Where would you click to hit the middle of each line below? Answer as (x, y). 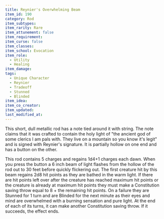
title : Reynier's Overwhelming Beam (43, 10)
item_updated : (20, 110)
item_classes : (20, 46)
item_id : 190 (18, 14)
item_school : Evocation (30, 51)
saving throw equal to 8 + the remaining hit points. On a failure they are (77, 190)
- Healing (19, 64)
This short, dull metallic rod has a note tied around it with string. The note (79, 129)
